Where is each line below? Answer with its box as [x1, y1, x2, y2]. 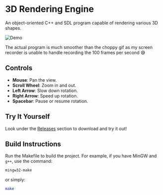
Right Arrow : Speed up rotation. [12, 93, 78, 98]
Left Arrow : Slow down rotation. [12, 88, 78, 94]
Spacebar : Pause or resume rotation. [12, 98, 88, 104]
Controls [5, 64, 33, 72]
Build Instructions [5, 140, 61, 148]
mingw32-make [5, 168, 32, 173]
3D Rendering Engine [5, 3, 94, 15]
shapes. [5, 25, 21, 31]
